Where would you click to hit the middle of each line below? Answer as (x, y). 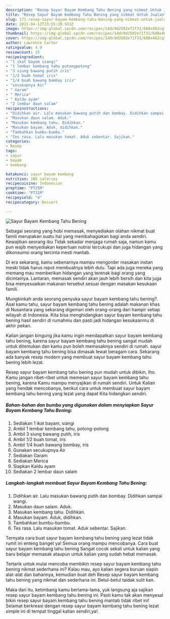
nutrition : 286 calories (32, 179)
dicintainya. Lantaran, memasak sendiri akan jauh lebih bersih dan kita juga (84, 278)
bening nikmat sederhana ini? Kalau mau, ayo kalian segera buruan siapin (82, 569)
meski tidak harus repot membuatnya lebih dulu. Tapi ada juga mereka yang (84, 267)
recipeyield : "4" (24, 198)
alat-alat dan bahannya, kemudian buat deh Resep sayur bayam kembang (82, 575)
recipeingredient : (25, 57)
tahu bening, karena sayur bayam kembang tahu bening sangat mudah (79, 341)
